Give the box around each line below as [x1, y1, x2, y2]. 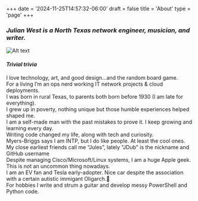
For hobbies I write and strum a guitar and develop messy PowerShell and [6, 181, 188, 189]
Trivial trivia [6, 61, 38, 68]
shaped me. [6, 112, 36, 119]
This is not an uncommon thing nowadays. [6, 162, 110, 169]
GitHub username [6, 150, 49, 157]
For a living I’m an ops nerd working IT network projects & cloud [6, 80, 163, 87]
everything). [6, 99, 36, 106]
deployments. [6, 86, 40, 94]
